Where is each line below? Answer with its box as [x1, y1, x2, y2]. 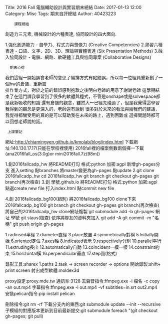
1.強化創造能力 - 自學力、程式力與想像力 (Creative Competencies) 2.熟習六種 [5, 42, 163, 48]
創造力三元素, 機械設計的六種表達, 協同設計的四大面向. [5, 31, 116, 37]
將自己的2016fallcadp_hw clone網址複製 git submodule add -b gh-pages [5, 209, 154, 214]
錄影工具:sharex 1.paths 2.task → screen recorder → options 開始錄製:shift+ [5, 261, 161, 267]
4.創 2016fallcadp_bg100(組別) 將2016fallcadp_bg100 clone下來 [5, 196, 136, 202]
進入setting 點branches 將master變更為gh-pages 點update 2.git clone [10, 168, 155, 173]
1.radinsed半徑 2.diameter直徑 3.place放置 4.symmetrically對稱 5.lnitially [5, 232, 154, 237]
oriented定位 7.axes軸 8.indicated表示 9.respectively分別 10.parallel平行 [14, 238, 161, 244]
